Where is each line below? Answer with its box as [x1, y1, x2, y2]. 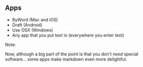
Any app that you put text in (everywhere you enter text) [12, 32, 125, 38]
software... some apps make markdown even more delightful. [5, 56, 127, 62]
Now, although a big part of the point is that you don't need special [5, 51, 139, 57]
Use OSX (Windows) [12, 27, 53, 33]
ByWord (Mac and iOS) [12, 17, 58, 22]
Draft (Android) [12, 22, 43, 28]
